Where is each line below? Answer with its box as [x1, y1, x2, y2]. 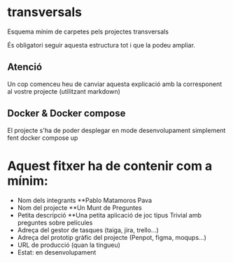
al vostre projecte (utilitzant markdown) [7, 87, 121, 95]
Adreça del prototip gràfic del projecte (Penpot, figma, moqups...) [17, 233, 206, 241]
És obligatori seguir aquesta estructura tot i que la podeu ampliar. [7, 41, 196, 49]
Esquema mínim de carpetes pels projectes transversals [7, 27, 169, 36]
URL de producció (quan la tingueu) [17, 241, 121, 249]
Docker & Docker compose [7, 108, 126, 120]
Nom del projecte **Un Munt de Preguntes [17, 204, 142, 212]
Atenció [7, 61, 43, 73]
